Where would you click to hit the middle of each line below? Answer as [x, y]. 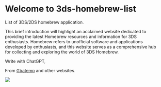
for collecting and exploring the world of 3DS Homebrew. [62, 52]
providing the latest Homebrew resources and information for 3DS [71, 37]
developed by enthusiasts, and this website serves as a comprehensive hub [81, 47]
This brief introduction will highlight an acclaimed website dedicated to [76, 31]
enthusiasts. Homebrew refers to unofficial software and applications [74, 41]
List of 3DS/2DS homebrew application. [44, 22]
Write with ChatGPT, [25, 61]
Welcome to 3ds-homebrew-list [71, 9]
